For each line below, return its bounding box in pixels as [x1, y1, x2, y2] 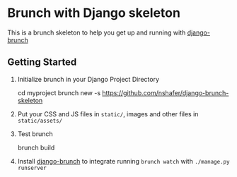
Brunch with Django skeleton [7, 5, 180, 21]
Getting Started [7, 56, 77, 68]
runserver [17, 164, 47, 171]
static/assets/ [17, 117, 63, 124]
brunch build [17, 143, 55, 152]
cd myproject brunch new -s [17, 88, 101, 97]
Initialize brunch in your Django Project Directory [17, 75, 160, 83]
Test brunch [17, 129, 53, 138]
